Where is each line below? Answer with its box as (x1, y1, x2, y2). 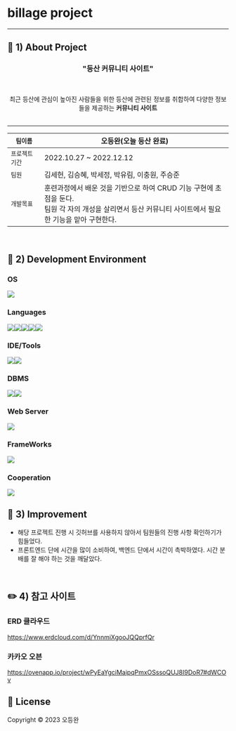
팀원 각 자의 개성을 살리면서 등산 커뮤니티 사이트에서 (44, 204, 206, 213)
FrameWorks (7, 440, 52, 449)
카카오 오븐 (7, 652, 43, 661)
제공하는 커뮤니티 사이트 (91, 103, 158, 112)
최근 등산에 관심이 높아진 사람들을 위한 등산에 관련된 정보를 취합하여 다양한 (9, 95, 214, 103)
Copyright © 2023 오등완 (7, 715, 79, 724)
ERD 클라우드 (7, 617, 51, 626)
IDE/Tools (7, 341, 41, 350)
